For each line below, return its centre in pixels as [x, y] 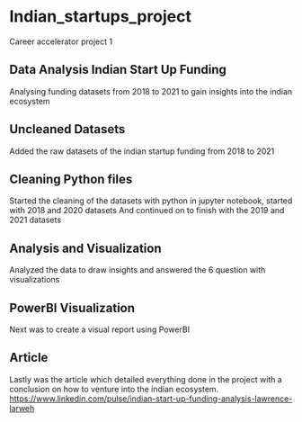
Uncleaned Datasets [67, 129]
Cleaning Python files [71, 179]
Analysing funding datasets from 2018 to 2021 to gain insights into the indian [151, 91]
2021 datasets [35, 220]
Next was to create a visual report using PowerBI [100, 329]
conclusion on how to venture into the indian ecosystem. [114, 389]
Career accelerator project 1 [61, 41]
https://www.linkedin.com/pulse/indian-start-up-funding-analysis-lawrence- [151, 399]
